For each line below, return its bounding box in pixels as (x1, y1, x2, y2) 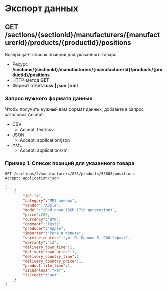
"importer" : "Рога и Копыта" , (23, 231, 84, 236)
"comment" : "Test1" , (23, 221, 64, 227)
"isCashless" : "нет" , (23, 268, 66, 273)
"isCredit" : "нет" (23, 273, 59, 278)
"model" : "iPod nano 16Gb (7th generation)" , (23, 207, 117, 212)
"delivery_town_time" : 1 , (23, 245, 75, 250)
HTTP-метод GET (12, 77, 50, 83)
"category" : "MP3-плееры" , (23, 198, 77, 203)
